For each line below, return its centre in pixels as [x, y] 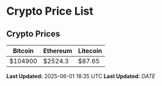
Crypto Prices [33, 34]
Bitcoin [24, 51]
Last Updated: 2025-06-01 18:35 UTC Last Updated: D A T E [81, 76]
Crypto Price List [50, 11]
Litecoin [90, 51]
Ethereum [57, 51]
